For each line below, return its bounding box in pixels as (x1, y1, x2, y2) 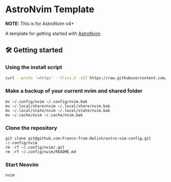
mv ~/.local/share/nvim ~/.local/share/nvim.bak (5, 103, 110, 108)
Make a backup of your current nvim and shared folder (5, 87, 142, 95)
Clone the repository (5, 124, 58, 131)
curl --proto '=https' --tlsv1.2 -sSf (5, 75, 88, 80)
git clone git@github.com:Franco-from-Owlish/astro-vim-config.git (5, 136, 152, 141)
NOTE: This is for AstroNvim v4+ (5, 20, 74, 27)
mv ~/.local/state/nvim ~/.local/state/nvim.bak (5, 108, 110, 113)
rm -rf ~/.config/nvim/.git (5, 145, 65, 150)
